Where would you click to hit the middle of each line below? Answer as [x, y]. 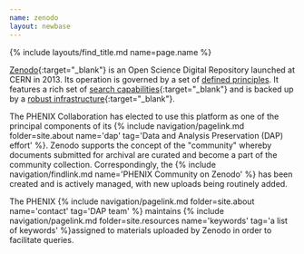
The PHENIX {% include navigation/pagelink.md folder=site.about [132, 201]
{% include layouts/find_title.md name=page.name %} [110, 52]
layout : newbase [40, 26]
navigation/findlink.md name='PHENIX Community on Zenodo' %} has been [151, 174]
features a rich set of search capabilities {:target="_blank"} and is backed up [152, 89]
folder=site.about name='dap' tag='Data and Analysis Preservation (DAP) [147, 135]
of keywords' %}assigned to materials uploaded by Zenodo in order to [141, 230]
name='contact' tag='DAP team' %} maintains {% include [117, 210]
